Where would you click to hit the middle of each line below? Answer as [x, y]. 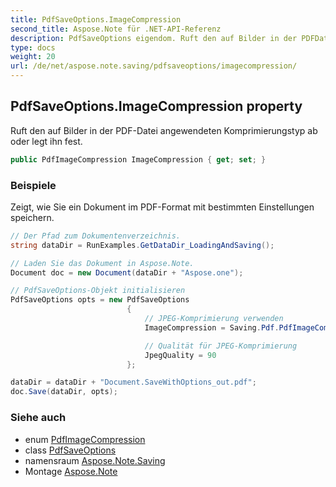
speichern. [32, 217]
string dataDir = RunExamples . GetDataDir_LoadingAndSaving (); [142, 245]
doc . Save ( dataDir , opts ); [64, 392]
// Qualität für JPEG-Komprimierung [221, 346]
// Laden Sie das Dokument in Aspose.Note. [102, 263]
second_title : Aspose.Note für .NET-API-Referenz [116, 29]
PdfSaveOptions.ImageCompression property [156, 106]
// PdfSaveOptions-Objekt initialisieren [98, 291]
